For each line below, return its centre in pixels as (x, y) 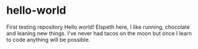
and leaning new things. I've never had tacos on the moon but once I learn (99, 33)
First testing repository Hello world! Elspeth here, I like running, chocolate (98, 27)
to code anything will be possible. (48, 39)
